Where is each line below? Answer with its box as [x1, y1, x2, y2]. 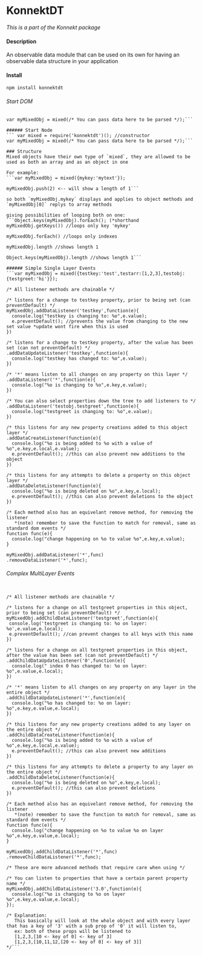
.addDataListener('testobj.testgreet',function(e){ [6, 403, 139, 409]
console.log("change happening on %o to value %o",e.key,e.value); [11, 536, 186, 542]
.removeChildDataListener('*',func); [6, 853, 102, 860]
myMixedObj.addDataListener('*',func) [6, 551, 104, 558]
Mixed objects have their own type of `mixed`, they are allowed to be [6, 153, 191, 160]
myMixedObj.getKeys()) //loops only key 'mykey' [6, 223, 131, 229]
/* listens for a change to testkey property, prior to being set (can [6, 297, 191, 303]
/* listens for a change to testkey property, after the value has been [6, 339, 194, 346]
